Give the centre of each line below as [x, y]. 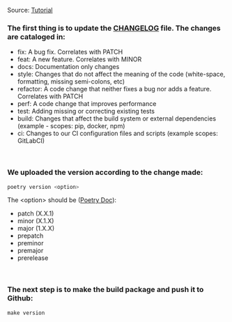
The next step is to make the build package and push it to [106, 290]
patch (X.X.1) [36, 214]
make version [26, 313]
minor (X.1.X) [36, 221]
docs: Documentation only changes [68, 67]
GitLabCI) [31, 141]
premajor [30, 251]
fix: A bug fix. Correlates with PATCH [70, 52]
